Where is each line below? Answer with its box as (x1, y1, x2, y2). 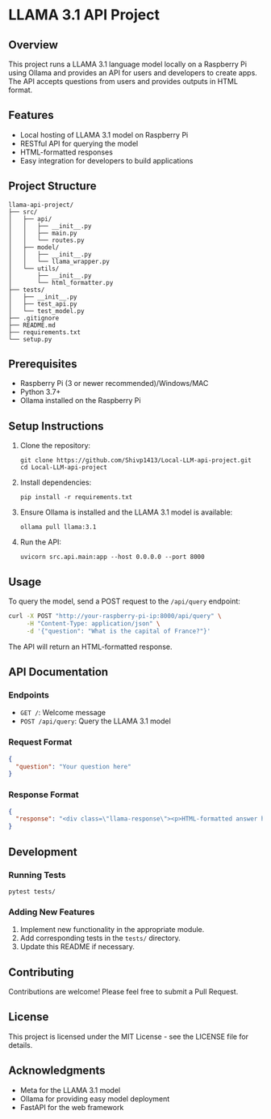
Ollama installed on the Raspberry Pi (19, 396, 141, 405)
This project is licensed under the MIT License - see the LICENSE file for (8, 1032, 248, 1041)
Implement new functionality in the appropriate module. (19, 925, 205, 935)
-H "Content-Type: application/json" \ (26, 619, 161, 628)
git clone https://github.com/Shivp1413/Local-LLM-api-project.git (19, 456, 252, 464)
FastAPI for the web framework (19, 1102, 124, 1112)
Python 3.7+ (19, 387, 61, 397)
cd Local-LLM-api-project (19, 464, 107, 472)
